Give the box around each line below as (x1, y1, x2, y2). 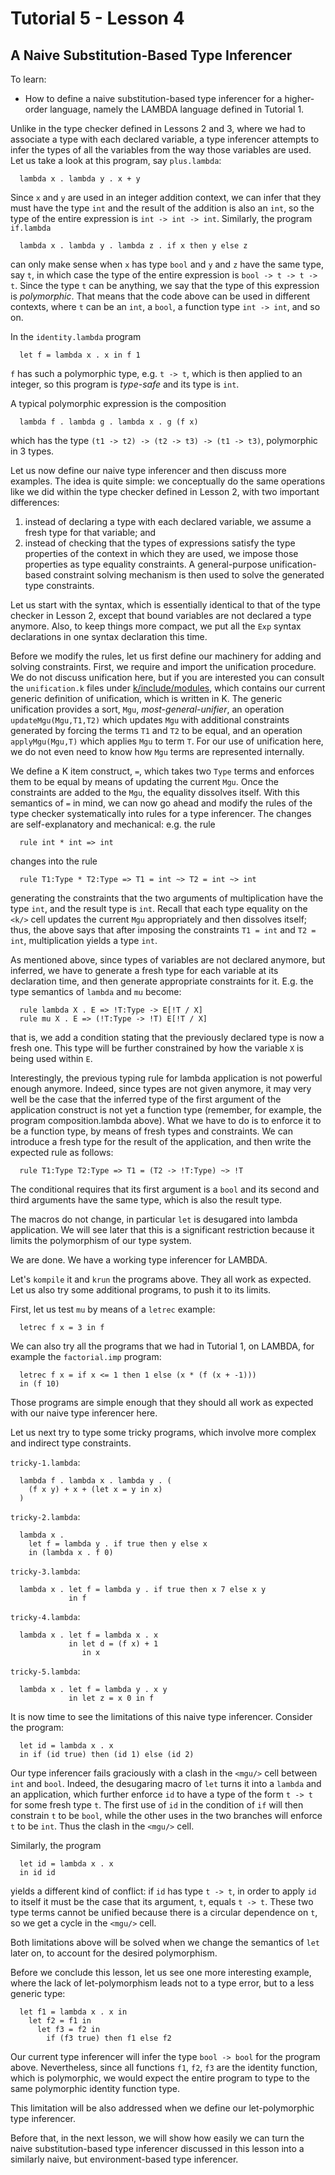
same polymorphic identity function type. (10, 2083, 181, 2094)
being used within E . (10, 1053, 93, 1064)
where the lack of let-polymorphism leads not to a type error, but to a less (10, 1977, 315, 1989)
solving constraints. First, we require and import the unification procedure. (10, 661, 317, 672)
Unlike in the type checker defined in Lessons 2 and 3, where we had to (10, 123, 307, 134)
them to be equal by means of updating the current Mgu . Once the (10, 776, 279, 787)
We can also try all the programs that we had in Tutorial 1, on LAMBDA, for (10, 1340, 315, 1352)
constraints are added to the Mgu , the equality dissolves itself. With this (10, 787, 300, 798)
